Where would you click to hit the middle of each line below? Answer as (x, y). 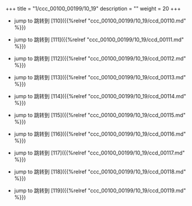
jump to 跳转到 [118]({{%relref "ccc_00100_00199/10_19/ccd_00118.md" (100, 172)
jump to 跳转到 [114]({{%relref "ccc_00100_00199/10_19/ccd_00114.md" (100, 96)
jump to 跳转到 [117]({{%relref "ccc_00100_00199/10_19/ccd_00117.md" (100, 153)
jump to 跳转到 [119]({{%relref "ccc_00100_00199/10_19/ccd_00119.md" (100, 191)
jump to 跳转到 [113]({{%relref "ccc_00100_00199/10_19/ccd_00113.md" (100, 77)
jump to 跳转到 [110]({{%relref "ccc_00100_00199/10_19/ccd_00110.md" (100, 21)
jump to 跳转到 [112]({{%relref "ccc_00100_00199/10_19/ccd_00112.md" (100, 58)
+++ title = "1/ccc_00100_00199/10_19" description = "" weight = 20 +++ (93, 9)
